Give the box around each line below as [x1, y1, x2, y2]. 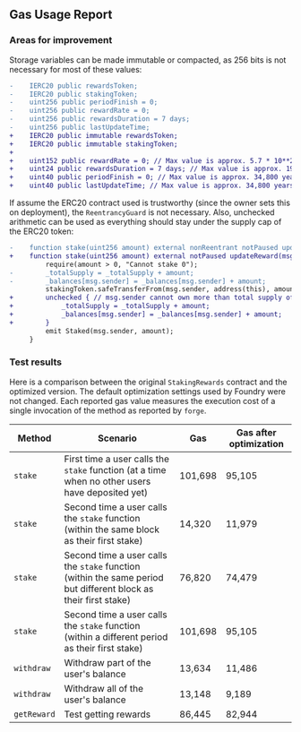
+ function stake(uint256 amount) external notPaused [9, 251, 227, 261]
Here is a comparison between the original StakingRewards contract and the [9, 376, 288, 387]
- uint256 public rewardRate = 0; [9, 107, 150, 116]
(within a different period [64, 631, 168, 643]
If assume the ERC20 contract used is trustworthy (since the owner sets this [9, 197, 291, 209]
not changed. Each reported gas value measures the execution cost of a [9, 395, 276, 406]
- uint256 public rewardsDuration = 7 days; [9, 115, 191, 124]
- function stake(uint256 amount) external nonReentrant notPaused [9, 244, 279, 253]
